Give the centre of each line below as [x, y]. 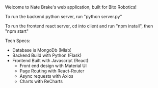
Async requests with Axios [46, 76]
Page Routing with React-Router [52, 71]
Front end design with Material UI [53, 66]
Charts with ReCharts [41, 81]
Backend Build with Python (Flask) [47, 55]
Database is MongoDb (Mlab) [42, 50]
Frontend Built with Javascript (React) [50, 60]
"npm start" [17, 31]
